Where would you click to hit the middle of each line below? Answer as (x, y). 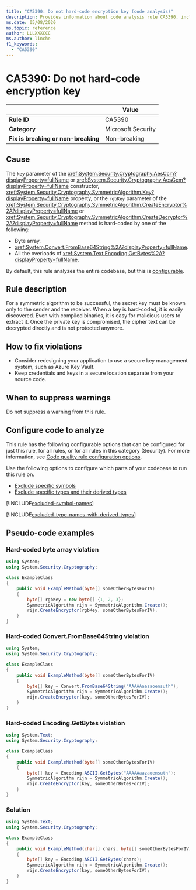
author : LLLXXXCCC (28, 33)
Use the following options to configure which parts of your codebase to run (97, 468)
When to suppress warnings (58, 398)
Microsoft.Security (130, 129)
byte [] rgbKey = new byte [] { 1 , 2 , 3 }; (76, 600)
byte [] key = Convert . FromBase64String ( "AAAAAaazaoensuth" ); (103, 686)
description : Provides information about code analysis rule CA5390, (92, 17)
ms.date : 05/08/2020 (31, 22)
